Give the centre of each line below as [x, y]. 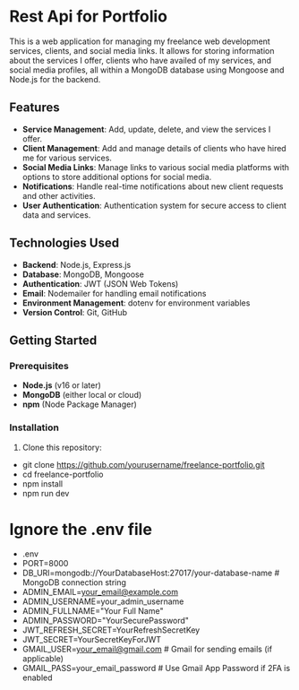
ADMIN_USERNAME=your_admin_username [103, 601]
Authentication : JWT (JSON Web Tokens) [100, 283]
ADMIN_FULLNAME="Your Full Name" [93, 611]
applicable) [43, 659]
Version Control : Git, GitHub [75, 312]
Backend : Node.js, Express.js [77, 264]
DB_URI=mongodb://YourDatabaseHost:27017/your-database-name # [151, 573]
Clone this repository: [62, 447]
